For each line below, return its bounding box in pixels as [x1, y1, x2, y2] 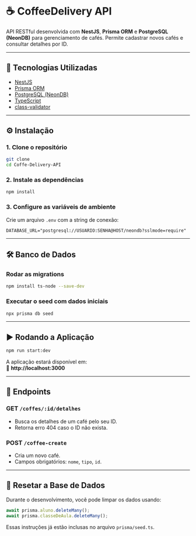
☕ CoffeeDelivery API [6, 5, 112, 18]
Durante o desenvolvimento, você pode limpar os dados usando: [6, 496, 162, 503]
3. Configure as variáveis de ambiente [6, 203, 116, 211]
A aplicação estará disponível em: [6, 358, 87, 366]
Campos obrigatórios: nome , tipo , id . [14, 458, 102, 465]
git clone [6, 156, 30, 163]
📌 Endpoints [6, 387, 51, 397]
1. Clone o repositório [6, 143, 68, 152]
